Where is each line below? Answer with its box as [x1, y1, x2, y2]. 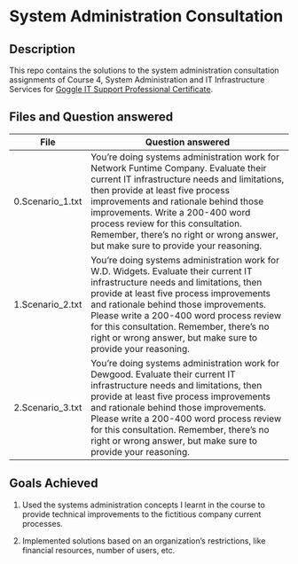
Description [9, 42, 75, 57]
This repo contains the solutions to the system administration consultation [9, 65, 279, 75]
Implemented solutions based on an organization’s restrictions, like [21, 535, 266, 546]
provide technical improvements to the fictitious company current [21, 508, 262, 520]
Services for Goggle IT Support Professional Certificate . [9, 84, 214, 94]
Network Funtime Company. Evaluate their [90, 161, 267, 174]
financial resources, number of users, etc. [21, 544, 176, 555]
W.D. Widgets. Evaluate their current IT [90, 264, 253, 277]
